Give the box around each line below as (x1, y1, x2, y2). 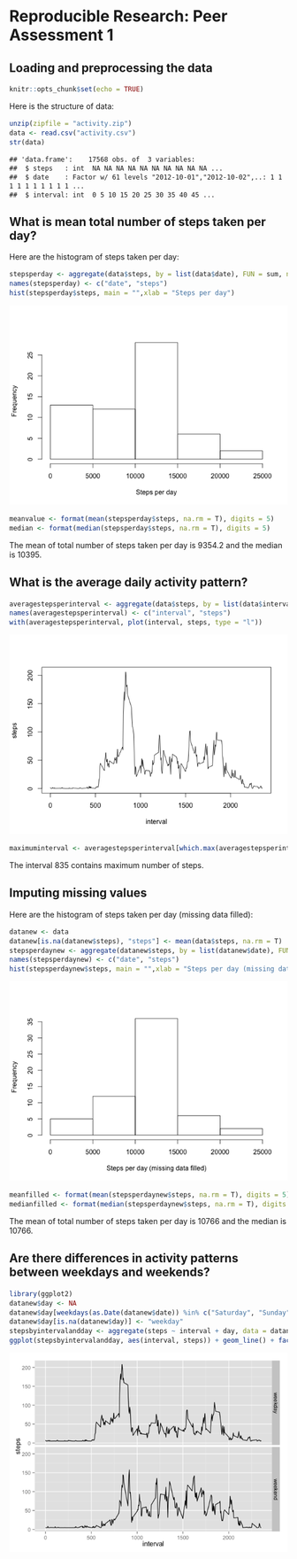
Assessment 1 (9, 25, 114, 45)
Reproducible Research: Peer (9, 6, 228, 27)
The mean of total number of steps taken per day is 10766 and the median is (9, 1215, 287, 1226)
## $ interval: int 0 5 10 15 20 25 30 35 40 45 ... (9, 190, 216, 199)
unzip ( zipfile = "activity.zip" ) (9, 119, 133, 128)
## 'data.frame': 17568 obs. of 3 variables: (9, 155, 196, 164)
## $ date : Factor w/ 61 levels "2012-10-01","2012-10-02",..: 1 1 (9, 173, 283, 182)
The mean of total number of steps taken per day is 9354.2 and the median (9, 539, 283, 550)
